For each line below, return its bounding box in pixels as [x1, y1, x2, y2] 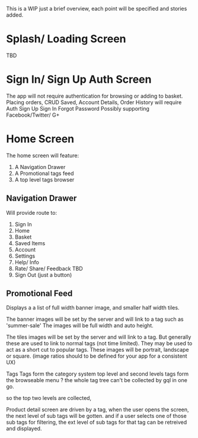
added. [6, 11, 24, 18]
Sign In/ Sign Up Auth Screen [6, 73, 152, 86]
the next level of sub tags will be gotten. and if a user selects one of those [6, 412, 187, 420]
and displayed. [6, 425, 42, 432]
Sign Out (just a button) [14, 271, 72, 279]
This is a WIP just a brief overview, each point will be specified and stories [6, 5, 187, 12]
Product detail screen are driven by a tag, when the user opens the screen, [6, 406, 189, 413]
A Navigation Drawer [14, 163, 66, 170]
